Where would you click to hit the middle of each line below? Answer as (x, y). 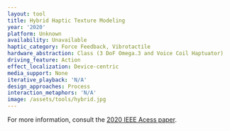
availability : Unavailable (47, 40)
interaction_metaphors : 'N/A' (52, 93)
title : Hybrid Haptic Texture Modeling (66, 21)
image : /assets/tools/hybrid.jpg (57, 100)
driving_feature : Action (44, 60)
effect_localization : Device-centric (63, 67)
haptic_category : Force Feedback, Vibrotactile (79, 47)
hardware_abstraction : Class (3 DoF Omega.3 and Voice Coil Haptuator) (115, 54)
